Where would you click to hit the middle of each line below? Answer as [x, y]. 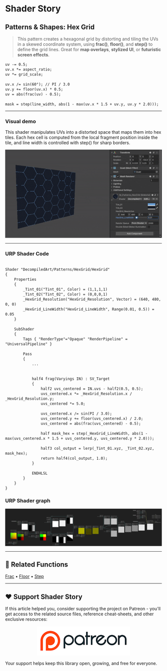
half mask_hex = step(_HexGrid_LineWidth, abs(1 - [94, 434]
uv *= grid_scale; [24, 75]
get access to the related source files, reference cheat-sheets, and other [80, 614]
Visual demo [21, 121]
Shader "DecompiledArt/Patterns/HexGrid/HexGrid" [58, 270]
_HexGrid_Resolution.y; [30, 399]
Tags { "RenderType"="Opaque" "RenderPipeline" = [75, 339]
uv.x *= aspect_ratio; [29, 70]
